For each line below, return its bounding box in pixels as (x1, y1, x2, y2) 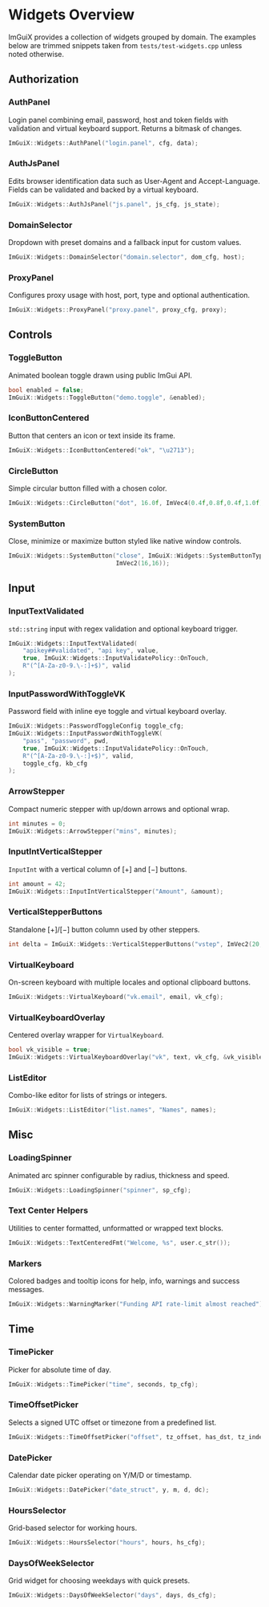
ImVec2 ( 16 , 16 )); (115, 559, 171, 567)
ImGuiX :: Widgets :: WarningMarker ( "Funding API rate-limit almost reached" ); (8, 1300, 267, 1308)
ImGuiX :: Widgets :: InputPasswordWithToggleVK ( (8, 729, 163, 738)
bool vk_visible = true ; (8, 1046, 91, 1054)
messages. (8, 1285, 45, 1295)
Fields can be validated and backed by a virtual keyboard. (8, 185, 199, 194)
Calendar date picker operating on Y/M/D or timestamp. (8, 1470, 192, 1479)
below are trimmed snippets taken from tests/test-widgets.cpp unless (8, 40, 243, 50)
